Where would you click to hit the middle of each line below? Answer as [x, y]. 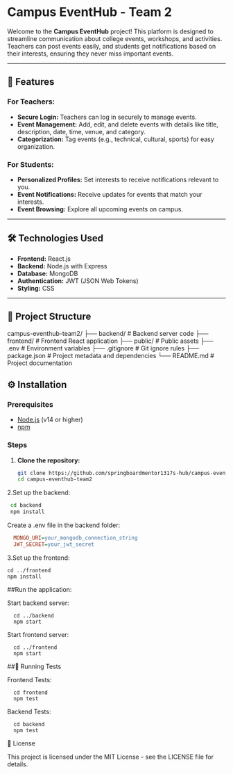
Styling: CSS [36, 288]
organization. [36, 146]
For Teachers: [31, 102]
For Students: [31, 164]
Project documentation [40, 363]
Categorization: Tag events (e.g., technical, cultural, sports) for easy [116, 139]
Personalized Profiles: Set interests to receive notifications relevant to [118, 179]
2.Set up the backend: [39, 493]
